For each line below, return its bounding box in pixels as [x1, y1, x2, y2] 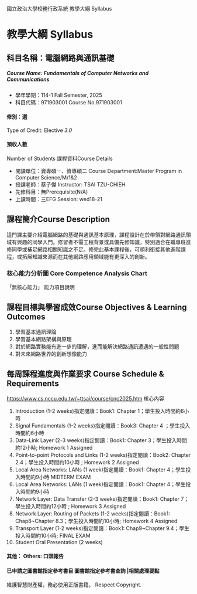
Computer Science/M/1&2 [15, 174, 78, 181]
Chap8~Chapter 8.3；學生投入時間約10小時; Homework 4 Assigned [15, 517, 178, 524]
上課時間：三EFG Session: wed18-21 [15, 195, 103, 202]
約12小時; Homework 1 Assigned [15, 444, 93, 451]
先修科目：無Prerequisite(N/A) [15, 188, 88, 195]
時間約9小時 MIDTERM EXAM [20, 473, 91, 480]
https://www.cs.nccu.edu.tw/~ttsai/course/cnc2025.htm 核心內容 [6, 395, 164, 402]
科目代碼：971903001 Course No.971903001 [15, 99, 122, 106]
